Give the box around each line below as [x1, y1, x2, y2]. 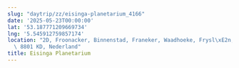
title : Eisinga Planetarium [7, 50, 91, 57]
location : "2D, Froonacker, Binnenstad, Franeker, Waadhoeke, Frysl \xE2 [7, 37, 228, 44]
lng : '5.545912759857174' [7, 30, 84, 38]
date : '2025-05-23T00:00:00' [7, 17, 94, 24]
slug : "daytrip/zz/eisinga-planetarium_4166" [7, 10, 145, 18]
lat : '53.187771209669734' [7, 23, 88, 30]
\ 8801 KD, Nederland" [14, 43, 81, 50]
